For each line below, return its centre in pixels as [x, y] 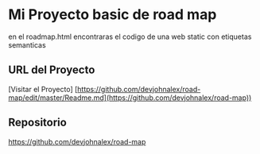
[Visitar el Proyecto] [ [43, 89]
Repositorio [38, 123]
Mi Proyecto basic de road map [113, 15]
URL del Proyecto [52, 70]
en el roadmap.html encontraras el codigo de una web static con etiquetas [130, 37]
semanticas [27, 44]
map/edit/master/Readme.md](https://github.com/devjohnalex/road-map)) [130, 98]
